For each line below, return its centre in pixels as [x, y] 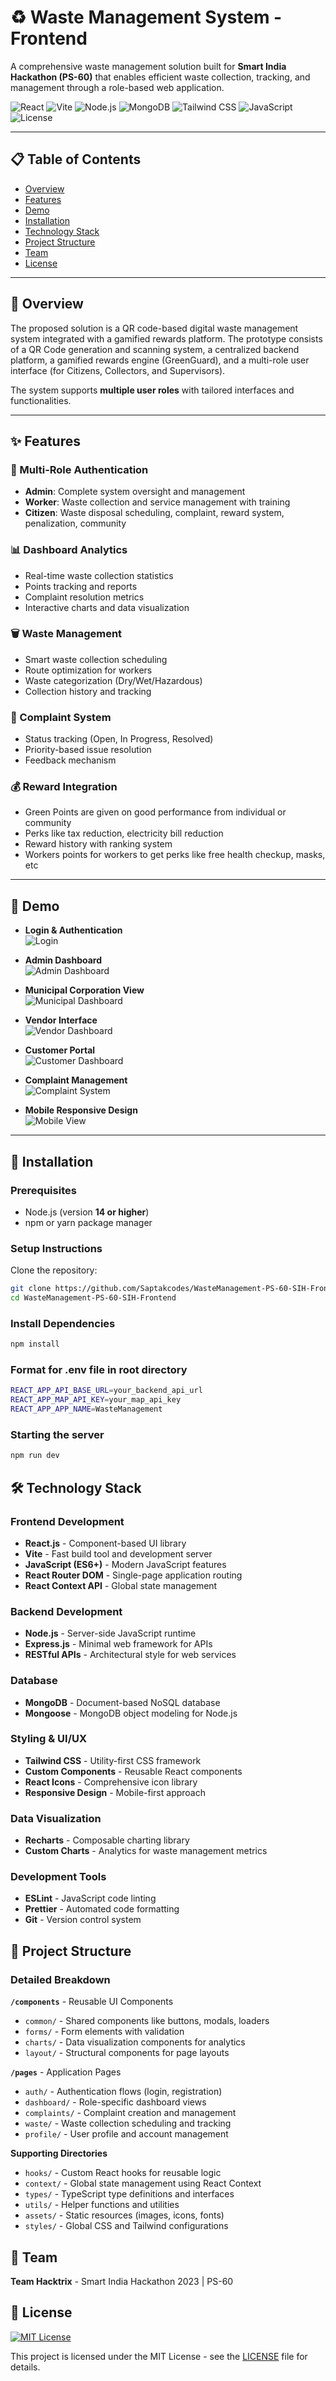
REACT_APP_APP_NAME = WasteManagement [86, 1409]
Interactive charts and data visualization [107, 607]
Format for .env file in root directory [99, 1370]
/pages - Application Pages [66, 2072]
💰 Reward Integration [64, 787]
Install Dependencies [63, 1323]
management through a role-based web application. [117, 87]
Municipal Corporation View [84, 990]
